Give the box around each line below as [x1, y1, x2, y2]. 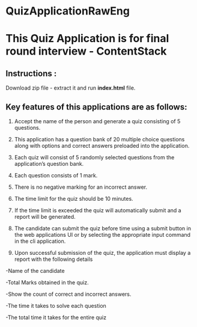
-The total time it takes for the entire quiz [5, 314, 106, 321]
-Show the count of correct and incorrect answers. [5, 290, 132, 298]
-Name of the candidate [5, 267, 65, 274]
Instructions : [5, 68, 57, 79]
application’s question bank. [14, 160, 84, 167]
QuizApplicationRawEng [5, 4, 130, 18]
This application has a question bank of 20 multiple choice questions [14, 136, 185, 142]
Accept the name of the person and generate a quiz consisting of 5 [14, 118, 181, 124]
